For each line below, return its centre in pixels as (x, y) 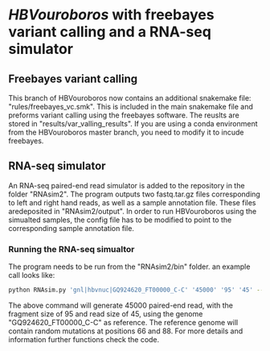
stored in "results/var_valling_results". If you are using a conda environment (133, 124)
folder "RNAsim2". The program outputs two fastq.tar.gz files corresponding (135, 194)
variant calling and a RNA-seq (110, 32)
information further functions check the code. (84, 339)
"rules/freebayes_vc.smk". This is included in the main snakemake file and (131, 107)
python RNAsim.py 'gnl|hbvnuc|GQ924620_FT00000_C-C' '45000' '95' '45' (131, 290)
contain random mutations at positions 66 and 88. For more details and (126, 331)
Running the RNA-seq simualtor (72, 249)
